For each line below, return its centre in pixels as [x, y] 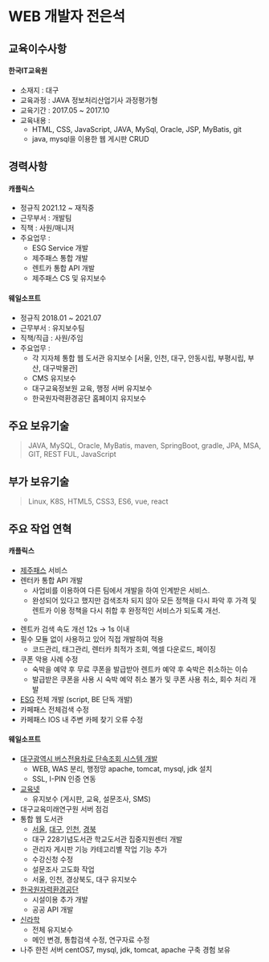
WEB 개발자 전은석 [67, 16]
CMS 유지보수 [54, 378]
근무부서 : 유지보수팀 [52, 327]
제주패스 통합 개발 [60, 258]
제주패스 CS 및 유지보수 [69, 278]
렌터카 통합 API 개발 [51, 580]
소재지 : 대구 [39, 90]
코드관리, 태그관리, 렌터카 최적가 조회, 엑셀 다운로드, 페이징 [124, 649]
